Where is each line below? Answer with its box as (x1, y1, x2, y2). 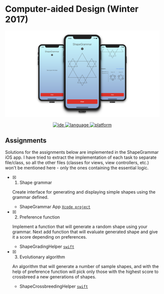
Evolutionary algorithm (19, 254, 65, 260)
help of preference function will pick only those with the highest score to (12, 269, 159, 275)
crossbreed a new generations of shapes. (12, 274, 96, 280)
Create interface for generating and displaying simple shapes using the (12, 189, 156, 195)
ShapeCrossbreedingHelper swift (19, 283, 88, 290)
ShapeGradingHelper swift (19, 244, 74, 249)
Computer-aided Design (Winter (5, 3, 139, 15)
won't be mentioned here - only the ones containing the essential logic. (5, 165, 149, 171)
